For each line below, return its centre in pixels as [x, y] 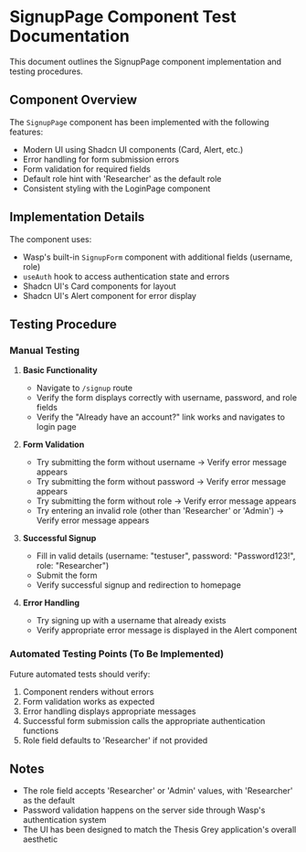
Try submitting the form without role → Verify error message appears [166, 501]
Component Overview [74, 100]
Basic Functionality [60, 370]
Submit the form [67, 575]
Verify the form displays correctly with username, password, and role [167, 398]
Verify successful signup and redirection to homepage [139, 585]
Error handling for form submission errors [101, 159]
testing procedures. [47, 71]
